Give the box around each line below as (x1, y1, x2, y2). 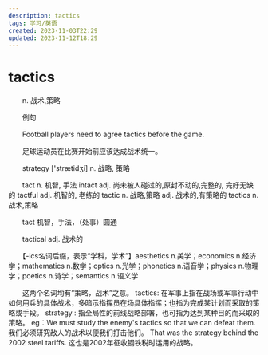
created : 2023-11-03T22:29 (8, 26, 98, 34)
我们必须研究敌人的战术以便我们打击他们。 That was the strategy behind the (8, 328, 259, 337)
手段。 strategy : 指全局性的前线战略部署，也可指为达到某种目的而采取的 (22, 308, 261, 318)
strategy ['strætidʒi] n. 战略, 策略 (22, 164, 130, 173)
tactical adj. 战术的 (22, 235, 84, 244)
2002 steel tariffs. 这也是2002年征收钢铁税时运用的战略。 (8, 338, 198, 348)
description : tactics (8, 11, 81, 20)
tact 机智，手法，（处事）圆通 (22, 217, 118, 227)
